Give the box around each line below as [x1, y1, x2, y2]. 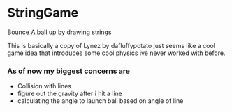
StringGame [7, 5, 79, 21]
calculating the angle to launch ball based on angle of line [17, 97, 184, 105]
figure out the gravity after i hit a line [17, 89, 122, 98]
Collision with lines [17, 82, 72, 90]
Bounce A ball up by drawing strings [7, 28, 112, 36]
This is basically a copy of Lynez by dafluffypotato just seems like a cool [7, 41, 215, 49]
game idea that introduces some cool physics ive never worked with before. [7, 49, 226, 57]
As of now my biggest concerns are [7, 66, 131, 76]
